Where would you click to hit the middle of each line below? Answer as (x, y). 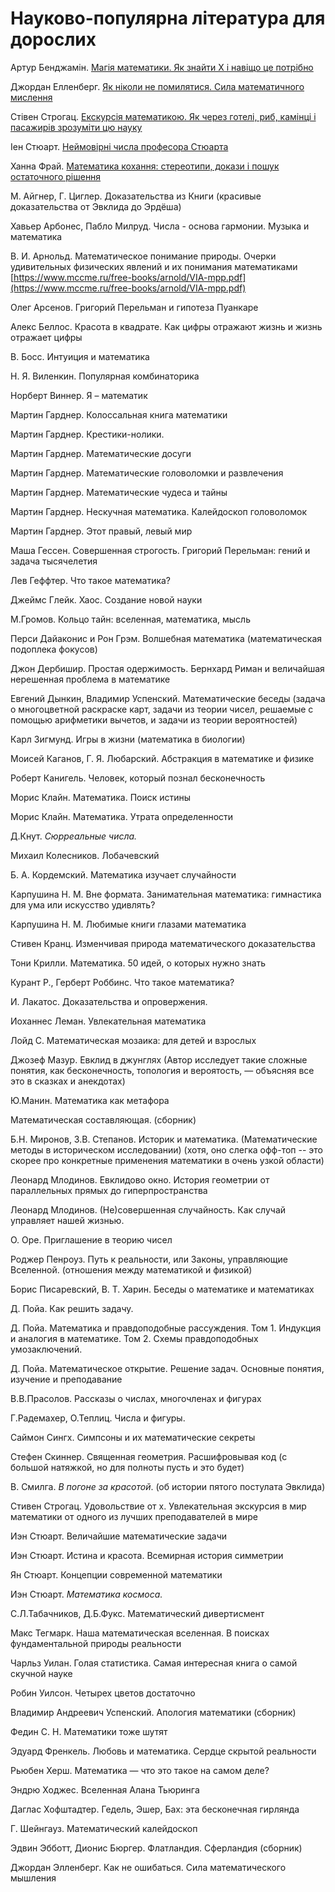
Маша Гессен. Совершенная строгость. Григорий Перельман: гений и (160, 550)
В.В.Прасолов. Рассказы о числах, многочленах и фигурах (136, 1398)
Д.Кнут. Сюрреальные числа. (74, 836)
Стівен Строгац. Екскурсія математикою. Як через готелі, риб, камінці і (163, 116)
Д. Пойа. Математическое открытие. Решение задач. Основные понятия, (167, 1368)
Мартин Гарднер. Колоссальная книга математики (119, 414)
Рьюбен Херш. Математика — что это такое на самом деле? (140, 1770)
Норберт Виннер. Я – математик (79, 395)
